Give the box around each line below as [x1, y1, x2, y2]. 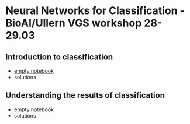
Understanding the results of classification [5, 90, 165, 100]
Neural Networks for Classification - [5, 4, 185, 17]
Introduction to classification [5, 52, 113, 62]
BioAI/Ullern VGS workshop [5, 16, 142, 30]
